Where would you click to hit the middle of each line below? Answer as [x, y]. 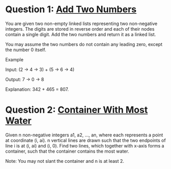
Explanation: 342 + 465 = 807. [37, 89]
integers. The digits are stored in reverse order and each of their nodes [80, 29]
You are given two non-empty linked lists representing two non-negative [81, 23]
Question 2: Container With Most [77, 110]
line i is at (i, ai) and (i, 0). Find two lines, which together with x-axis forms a [85, 146]
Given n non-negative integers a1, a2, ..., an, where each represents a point [84, 135]
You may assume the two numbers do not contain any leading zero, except [84, 44]
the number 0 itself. [26, 50]
